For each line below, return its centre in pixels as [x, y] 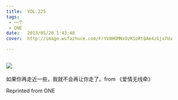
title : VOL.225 [26, 11]
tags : [13, 17]
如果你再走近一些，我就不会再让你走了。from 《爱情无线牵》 [80, 79]
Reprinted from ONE [31, 91]
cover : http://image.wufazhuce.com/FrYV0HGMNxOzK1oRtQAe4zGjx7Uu [89, 39]
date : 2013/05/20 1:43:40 [41, 33]
